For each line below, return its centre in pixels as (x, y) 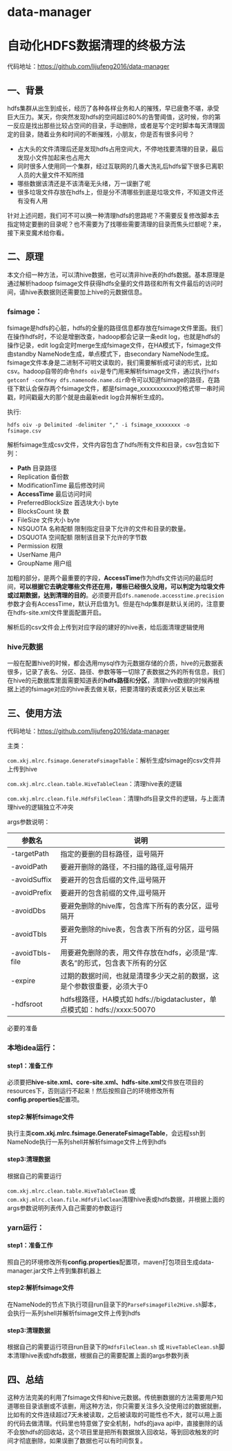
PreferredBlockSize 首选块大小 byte (68, 503)
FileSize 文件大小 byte (48, 520)
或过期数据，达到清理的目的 (47, 595)
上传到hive (22, 769)
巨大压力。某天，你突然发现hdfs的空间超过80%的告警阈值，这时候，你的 (111, 117)
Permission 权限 (40, 546)
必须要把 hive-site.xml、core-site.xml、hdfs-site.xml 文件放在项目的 (105, 1082)
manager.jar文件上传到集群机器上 (54, 1270)
